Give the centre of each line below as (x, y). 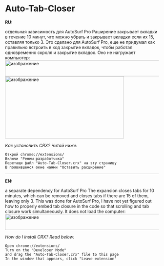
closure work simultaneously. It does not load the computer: (65, 211)
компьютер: (18, 57)
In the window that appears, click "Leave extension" (61, 259)
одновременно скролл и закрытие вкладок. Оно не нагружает (70, 53)
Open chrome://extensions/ (32, 246)
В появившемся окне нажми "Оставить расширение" (55, 167)
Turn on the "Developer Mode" (36, 250)
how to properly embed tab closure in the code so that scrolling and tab (77, 206)
